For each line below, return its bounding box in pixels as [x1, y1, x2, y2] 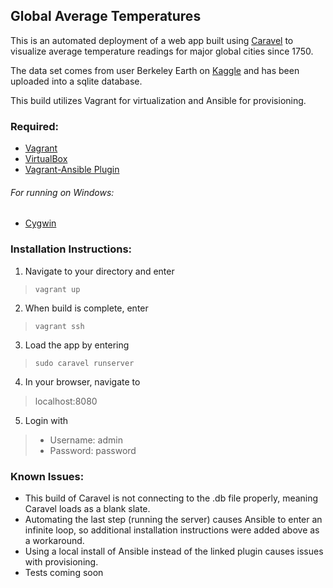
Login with [24, 414, 68, 426]
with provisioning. [24, 555, 99, 568]
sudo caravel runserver [34, 358, 135, 368]
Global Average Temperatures [10, 8, 202, 25]
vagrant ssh [34, 321, 85, 331]
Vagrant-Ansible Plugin [24, 164, 120, 176]
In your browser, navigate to [24, 375, 141, 388]
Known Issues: [10, 469, 85, 483]
